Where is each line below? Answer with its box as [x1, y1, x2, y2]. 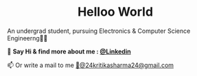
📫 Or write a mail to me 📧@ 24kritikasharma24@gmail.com [7, 61, 174, 69]
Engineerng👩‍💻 [7, 34, 48, 42]
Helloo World [78, 4, 153, 20]
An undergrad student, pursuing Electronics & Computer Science [7, 27, 191, 35]
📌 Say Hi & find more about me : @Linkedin [7, 47, 132, 55]
